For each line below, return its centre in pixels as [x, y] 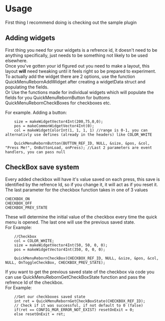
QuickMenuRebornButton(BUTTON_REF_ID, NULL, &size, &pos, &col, [82, 143]
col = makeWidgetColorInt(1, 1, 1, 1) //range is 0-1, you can [81, 130]
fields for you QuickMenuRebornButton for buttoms [58, 97]
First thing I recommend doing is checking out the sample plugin [71, 22]
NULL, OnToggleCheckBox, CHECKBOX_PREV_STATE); [55, 262]
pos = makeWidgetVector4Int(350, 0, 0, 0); [60, 249]
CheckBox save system [42, 167]
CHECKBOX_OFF [19, 203]
